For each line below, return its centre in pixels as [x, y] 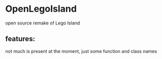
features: [20, 39]
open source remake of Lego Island [43, 23]
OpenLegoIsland [41, 9]
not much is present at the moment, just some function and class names [81, 51]
